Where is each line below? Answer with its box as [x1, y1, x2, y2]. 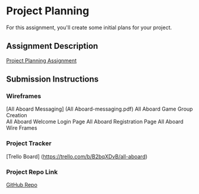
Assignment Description [6, 41, 99, 51]
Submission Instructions [6, 74, 99, 85]
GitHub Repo [6, 182, 37, 189]
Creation [6, 112, 28, 119]
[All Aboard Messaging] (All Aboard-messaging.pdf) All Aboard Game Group [6, 105, 193, 112]
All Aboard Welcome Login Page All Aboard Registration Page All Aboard [6, 118, 184, 126]
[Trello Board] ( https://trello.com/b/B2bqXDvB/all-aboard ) [6, 153, 148, 160]
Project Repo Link [6, 168, 58, 176]
